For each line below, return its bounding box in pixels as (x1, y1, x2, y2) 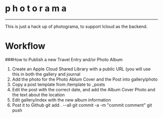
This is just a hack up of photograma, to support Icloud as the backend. (5, 23, 148, 29)
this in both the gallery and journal (12, 71, 81, 77)
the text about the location (12, 92, 65, 98)
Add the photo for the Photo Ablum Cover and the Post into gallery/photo (12, 76, 158, 82)
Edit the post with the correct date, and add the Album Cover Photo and (12, 86, 155, 92)
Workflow (5, 41, 46, 51)
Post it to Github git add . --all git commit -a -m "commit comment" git (12, 102, 152, 108)
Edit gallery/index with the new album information (12, 97, 111, 102)
